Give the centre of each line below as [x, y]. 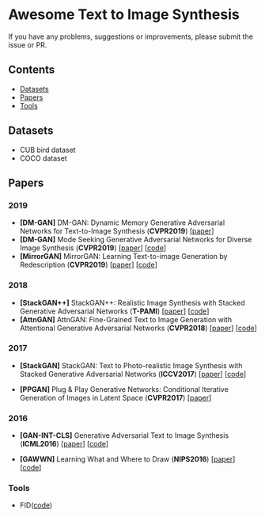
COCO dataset [43, 158]
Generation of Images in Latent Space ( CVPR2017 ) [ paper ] [115, 397]
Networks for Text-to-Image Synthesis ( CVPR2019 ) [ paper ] [117, 231]
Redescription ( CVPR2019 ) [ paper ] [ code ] [89, 265]
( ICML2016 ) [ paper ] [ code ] [64, 444]
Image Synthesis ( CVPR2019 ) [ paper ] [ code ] [93, 248]
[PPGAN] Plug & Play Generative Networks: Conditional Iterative [124, 389]
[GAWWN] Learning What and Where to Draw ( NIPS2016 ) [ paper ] [127, 459]
